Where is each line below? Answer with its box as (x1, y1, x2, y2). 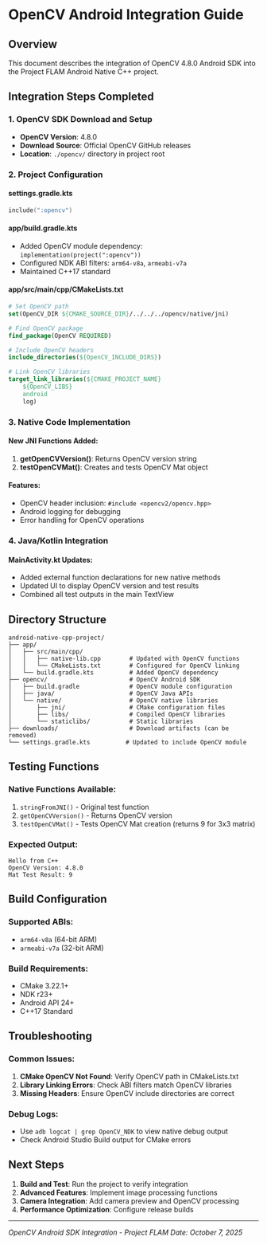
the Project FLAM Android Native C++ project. (8, 67, 159, 77)
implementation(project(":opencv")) (19, 251, 141, 259)
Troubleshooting (8, 1030, 93, 1043)
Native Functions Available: (8, 784, 117, 795)
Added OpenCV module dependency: (19, 241, 143, 250)
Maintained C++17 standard (19, 266, 111, 276)
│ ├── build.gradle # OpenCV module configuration (8, 682, 233, 690)
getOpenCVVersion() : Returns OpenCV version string (19, 454, 197, 463)
